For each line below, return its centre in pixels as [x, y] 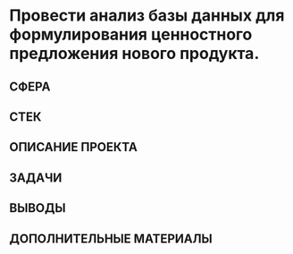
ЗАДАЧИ [36, 178]
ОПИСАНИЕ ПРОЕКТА [74, 147]
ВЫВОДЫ [38, 208]
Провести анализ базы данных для [147, 16]
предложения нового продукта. [134, 54]
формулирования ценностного [131, 34]
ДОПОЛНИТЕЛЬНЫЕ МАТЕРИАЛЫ [111, 238]
